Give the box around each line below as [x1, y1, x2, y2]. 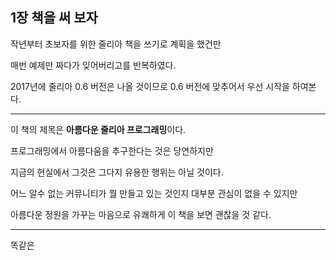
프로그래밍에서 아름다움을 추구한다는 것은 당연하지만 [10, 144, 214, 157]
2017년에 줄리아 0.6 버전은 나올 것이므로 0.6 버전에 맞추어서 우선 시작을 [10, 80, 290, 92]
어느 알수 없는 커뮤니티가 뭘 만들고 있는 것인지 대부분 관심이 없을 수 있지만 [10, 187, 298, 199]
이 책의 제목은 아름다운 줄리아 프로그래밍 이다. [10, 123, 187, 135]
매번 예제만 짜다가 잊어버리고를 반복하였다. [10, 59, 177, 71]
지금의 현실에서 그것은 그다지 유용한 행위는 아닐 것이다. [10, 166, 224, 178]
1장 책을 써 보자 [10, 9, 98, 27]
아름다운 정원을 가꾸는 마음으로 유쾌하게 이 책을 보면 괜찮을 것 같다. [10, 208, 272, 220]
